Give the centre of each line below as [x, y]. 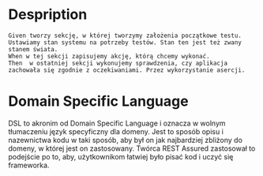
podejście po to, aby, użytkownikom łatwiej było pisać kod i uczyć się [121, 156]
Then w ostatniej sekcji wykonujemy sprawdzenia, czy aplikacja [118, 63]
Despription [48, 15]
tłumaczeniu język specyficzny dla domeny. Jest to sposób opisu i [116, 131]
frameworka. [29, 165]
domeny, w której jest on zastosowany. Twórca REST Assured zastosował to [132, 148]
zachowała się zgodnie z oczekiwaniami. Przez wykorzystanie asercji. [127, 70]
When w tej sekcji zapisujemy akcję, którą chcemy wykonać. [109, 56]
